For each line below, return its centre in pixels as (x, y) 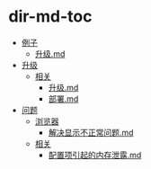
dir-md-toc (50, 17)
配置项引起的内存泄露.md (95, 155)
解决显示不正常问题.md (91, 132)
